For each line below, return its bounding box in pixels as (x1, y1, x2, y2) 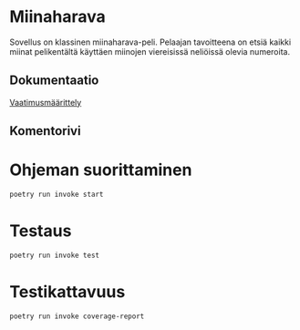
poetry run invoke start (9, 190, 104, 200)
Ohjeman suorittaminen (9, 160, 192, 180)
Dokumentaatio (9, 73, 99, 88)
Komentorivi (9, 123, 81, 139)
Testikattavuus (9, 281, 126, 302)
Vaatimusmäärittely (9, 97, 82, 108)
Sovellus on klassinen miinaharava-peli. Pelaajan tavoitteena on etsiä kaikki (9, 36, 292, 47)
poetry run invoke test (9, 251, 100, 260)
